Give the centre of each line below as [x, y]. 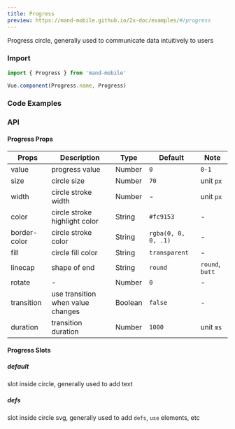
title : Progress [31, 14]
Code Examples [34, 104]
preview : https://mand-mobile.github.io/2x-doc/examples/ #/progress [109, 20]
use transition [74, 294]
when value [70, 302]
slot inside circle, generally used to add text [70, 384]
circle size [68, 181]
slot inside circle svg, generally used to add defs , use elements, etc [104, 418]
